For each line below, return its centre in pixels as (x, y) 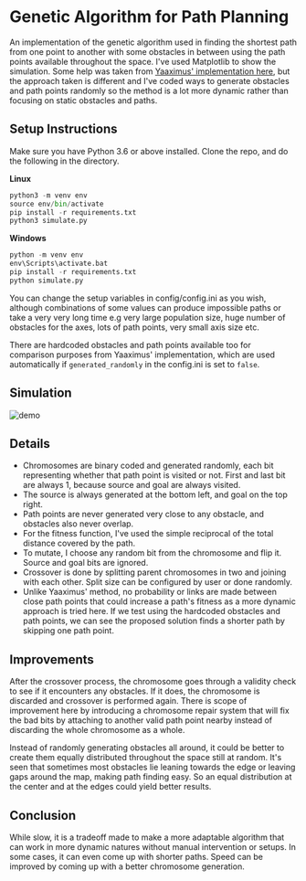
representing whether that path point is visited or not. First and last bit (154, 475)
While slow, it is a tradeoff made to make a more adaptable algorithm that (147, 837)
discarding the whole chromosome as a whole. (97, 730)
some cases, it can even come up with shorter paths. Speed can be (136, 857)
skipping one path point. (68, 631)
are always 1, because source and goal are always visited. (132, 485)
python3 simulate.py (49, 221)
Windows (28, 239)
